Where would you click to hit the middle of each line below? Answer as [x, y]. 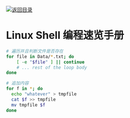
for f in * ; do [24, 89]
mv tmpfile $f [28, 105]
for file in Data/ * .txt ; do [40, 56]
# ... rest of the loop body [52, 67]
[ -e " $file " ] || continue [50, 62]
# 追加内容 [17, 83]
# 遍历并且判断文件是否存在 [35, 51]
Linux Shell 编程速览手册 [65, 35]
